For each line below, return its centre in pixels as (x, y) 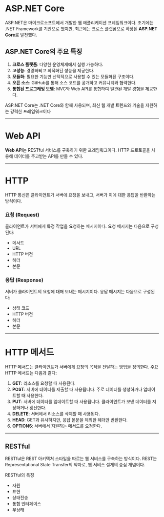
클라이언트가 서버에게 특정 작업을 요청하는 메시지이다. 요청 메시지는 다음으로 (77, 226)
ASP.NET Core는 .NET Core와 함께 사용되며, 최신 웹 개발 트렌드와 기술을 (75, 105)
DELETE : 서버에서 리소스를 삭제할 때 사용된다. (56, 414)
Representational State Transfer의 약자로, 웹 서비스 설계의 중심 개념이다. (75, 464)
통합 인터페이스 (27, 503)
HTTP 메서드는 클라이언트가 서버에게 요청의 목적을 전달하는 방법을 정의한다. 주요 (82, 367)
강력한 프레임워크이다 (31, 111)
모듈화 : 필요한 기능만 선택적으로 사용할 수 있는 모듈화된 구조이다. (73, 77)
